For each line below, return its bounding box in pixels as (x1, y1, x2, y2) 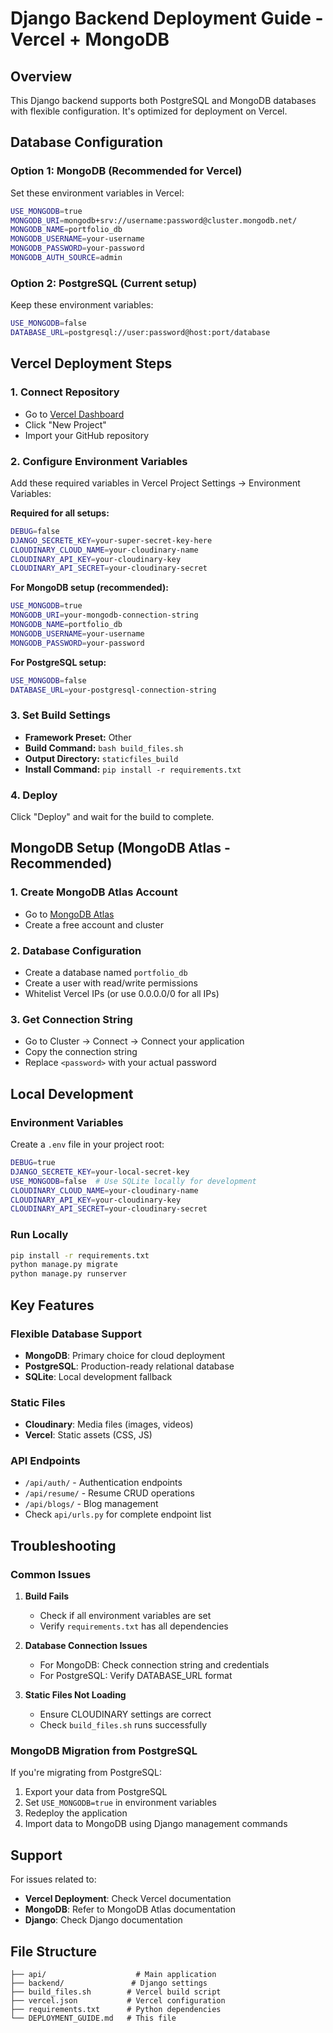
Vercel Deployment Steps (10, 355, 173, 372)
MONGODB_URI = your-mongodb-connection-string (10, 610, 199, 621)
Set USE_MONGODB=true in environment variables (24, 1797, 217, 1809)
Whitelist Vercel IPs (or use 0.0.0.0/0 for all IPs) (24, 988, 220, 1000)
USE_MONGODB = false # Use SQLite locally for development (10, 1176, 257, 1186)
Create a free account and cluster (24, 918, 164, 931)
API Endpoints (10, 1454, 81, 1468)
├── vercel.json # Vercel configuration (10, 1996, 226, 2006)
